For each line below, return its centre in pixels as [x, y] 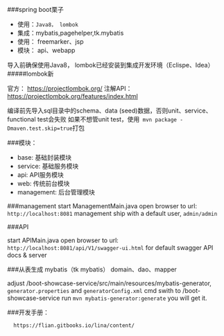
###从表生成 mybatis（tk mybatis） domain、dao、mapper [92, 269]
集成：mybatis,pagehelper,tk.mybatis [70, 33]
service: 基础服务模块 [48, 166]
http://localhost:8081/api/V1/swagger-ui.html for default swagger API [110, 247]
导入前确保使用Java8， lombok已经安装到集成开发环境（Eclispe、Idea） [111, 65]
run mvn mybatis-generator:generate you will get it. [134, 298]
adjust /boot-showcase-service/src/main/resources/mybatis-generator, [109, 283]
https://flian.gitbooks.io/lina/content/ [74, 326]
